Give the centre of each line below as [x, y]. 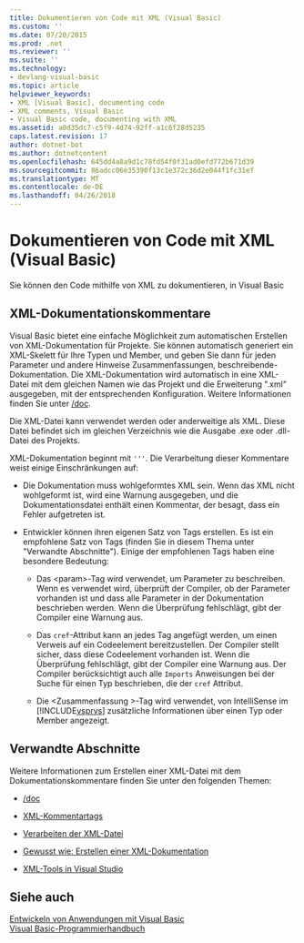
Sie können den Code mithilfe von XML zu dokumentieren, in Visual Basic [147, 285]
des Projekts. [55, 440]
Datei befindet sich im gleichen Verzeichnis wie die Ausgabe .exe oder [142, 431]
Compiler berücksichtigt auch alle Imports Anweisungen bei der [156, 674]
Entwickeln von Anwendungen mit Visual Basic [97, 919]
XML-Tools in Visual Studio [73, 868]
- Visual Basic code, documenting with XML [93, 119]
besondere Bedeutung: [66, 561]
